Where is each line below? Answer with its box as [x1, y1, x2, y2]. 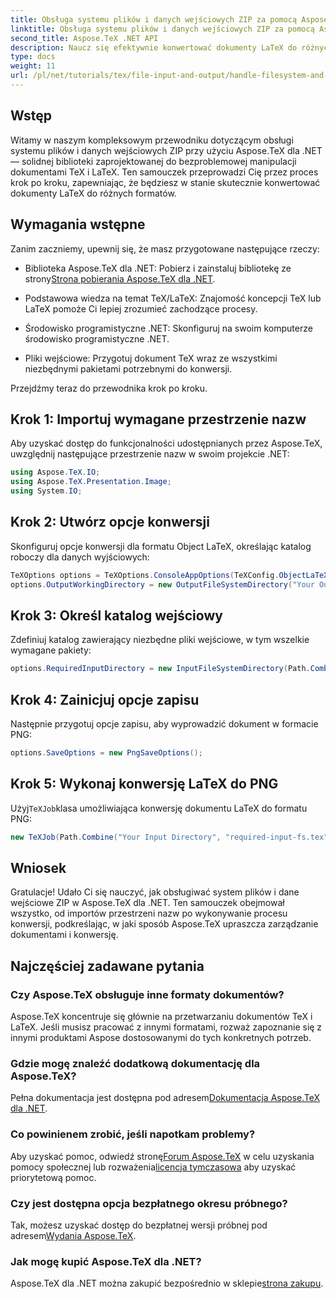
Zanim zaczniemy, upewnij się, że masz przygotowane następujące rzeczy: [10, 242, 320, 255]
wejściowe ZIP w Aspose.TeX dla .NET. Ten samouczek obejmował [10, 897, 285, 909]
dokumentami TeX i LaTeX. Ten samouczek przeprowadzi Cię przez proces [10, 166, 319, 178]
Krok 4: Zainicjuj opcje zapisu [10, 691, 200, 708]
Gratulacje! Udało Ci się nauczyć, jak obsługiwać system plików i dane [10, 886, 300, 898]
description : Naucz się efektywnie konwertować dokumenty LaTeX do [10, 42, 298, 53]
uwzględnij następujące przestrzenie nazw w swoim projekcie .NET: [10, 448, 290, 460]
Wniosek [10, 859, 67, 876]
